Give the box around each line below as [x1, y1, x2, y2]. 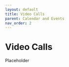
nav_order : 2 [5, 20, 32, 26]
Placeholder [5, 58, 29, 64]
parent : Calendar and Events [5, 16, 65, 21]
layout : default [5, 7, 38, 12]
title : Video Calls [5, 12, 45, 17]
